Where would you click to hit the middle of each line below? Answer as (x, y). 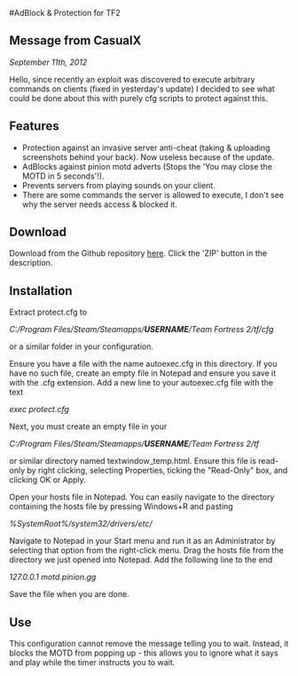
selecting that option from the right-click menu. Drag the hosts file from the (146, 551)
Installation (41, 291)
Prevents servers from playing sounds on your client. (118, 185)
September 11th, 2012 (48, 62)
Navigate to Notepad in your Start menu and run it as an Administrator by (142, 541)
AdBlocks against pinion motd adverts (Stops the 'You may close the (147, 166)
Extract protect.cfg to (48, 312)
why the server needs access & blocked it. (99, 204)
